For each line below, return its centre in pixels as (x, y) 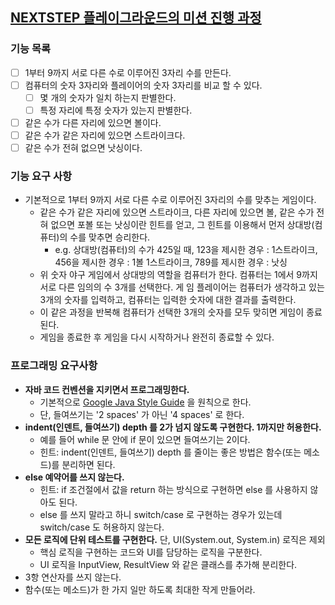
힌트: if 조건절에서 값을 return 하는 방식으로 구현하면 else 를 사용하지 (173, 489)
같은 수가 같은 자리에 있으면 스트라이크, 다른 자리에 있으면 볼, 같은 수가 (177, 212)
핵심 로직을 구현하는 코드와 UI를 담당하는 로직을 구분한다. (151, 552)
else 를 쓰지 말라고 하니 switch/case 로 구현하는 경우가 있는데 (161, 514)
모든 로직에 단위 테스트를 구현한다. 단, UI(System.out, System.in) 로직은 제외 (175, 539)
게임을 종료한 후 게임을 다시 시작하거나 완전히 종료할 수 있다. (157, 337)
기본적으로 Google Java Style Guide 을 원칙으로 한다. (145, 402)
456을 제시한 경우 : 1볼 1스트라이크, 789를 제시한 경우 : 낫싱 (171, 262)
